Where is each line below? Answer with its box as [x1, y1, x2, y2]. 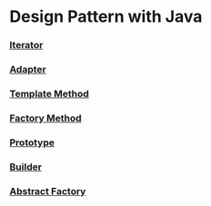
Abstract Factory [9, 184, 86, 197]
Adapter [9, 64, 47, 76]
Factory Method [9, 112, 82, 124]
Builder [9, 161, 43, 173]
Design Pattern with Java [9, 6, 203, 27]
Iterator [9, 39, 44, 52]
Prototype [9, 136, 55, 149]
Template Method [9, 87, 89, 100]
